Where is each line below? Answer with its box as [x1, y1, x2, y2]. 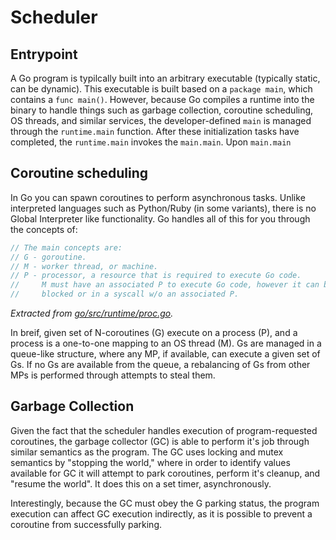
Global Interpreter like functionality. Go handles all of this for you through [10, 212, 311, 225]
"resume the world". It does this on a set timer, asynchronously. [10, 477, 272, 490]
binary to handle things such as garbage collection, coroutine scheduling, [10, 104, 314, 116]
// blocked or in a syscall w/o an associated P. [10, 289, 240, 300]
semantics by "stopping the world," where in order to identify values [10, 456, 291, 468]
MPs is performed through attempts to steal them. [10, 369, 216, 381]
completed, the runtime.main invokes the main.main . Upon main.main [10, 136, 292, 148]
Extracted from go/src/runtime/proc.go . [10, 307, 174, 320]
